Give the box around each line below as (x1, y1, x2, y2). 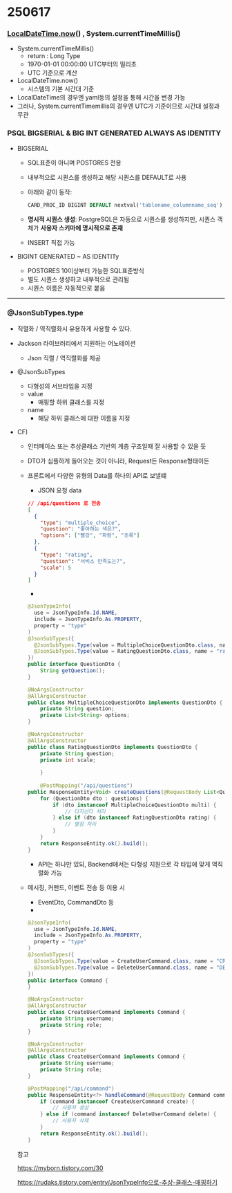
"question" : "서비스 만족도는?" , (40, 557, 126, 564)
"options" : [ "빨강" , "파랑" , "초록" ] (40, 532, 140, 539)
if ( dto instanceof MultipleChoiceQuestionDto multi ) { (52, 802, 217, 808)
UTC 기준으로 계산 (27, 68, 78, 77)
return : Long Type (27, 52, 81, 60)
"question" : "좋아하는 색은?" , (40, 526, 122, 533)
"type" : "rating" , (40, 551, 93, 558)
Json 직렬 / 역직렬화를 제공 (27, 353, 101, 362)
